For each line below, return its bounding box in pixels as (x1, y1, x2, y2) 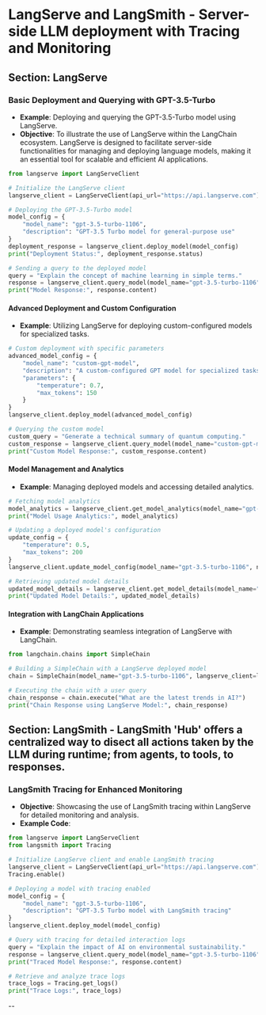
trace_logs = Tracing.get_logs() (8, 979, 119, 987)
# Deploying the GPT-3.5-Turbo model (8, 206, 133, 214)
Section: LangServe (8, 70, 108, 84)
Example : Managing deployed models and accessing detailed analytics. (19, 481, 255, 492)
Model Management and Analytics (8, 465, 124, 474)
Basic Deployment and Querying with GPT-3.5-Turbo (8, 94, 216, 105)
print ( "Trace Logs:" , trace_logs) (8, 987, 123, 995)
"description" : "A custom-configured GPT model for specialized (22, 367, 239, 374)
